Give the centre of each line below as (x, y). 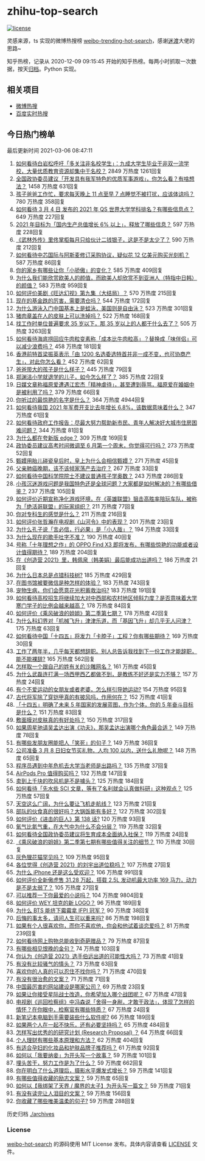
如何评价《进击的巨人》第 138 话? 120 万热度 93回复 (81, 819)
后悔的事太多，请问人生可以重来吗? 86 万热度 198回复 (83, 918)
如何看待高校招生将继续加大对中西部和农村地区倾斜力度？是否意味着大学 (106, 598)
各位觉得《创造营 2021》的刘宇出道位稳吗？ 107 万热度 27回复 (93, 865)
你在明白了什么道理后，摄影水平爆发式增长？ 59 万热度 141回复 (94, 1070)
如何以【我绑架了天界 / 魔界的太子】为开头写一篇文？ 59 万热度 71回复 (104, 1085)
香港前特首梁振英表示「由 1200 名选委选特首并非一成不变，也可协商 (101, 354)
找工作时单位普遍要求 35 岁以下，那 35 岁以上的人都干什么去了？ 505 (103, 323)
